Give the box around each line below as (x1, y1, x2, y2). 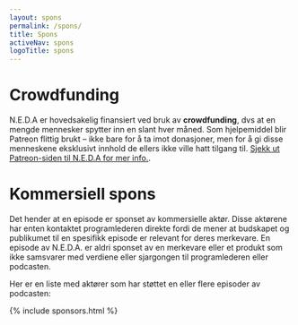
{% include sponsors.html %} (9, 305, 118, 316)
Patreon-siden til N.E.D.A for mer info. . (9, 153, 151, 164)
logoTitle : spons (9, 47, 74, 56)
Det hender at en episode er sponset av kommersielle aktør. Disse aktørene (9, 214, 287, 224)
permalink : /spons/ (9, 21, 83, 30)
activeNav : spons (9, 38, 74, 47)
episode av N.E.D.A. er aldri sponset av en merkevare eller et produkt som (9, 243, 283, 252)
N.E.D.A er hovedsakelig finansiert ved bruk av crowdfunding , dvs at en (9, 115, 276, 125)
